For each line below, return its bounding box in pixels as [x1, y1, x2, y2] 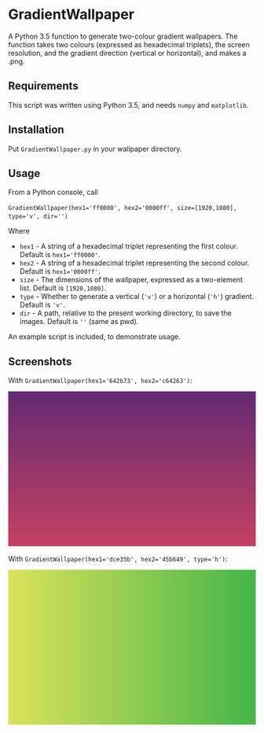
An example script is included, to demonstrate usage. [8, 332, 181, 341]
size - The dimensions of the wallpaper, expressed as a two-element [19, 275, 244, 285]
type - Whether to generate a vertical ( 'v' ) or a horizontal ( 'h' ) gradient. [19, 292, 255, 301]
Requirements [8, 79, 79, 93]
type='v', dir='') [8, 212, 68, 221]
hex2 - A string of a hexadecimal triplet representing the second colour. [19, 258, 250, 268]
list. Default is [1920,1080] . [19, 283, 107, 293]
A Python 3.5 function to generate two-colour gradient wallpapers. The [8, 31, 238, 41]
